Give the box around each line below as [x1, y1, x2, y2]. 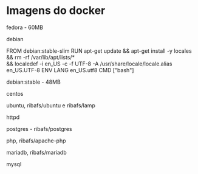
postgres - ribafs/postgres [6, 125, 72, 132]
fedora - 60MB [6, 24, 44, 31]
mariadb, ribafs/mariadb [6, 149, 67, 156]
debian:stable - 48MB [6, 78, 61, 85]
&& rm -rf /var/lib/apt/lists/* [6, 53, 75, 61]
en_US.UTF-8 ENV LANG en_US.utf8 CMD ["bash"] [6, 66, 134, 73]
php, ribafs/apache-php [6, 137, 66, 144]
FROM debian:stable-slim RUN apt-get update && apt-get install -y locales [6, 47, 193, 55]
